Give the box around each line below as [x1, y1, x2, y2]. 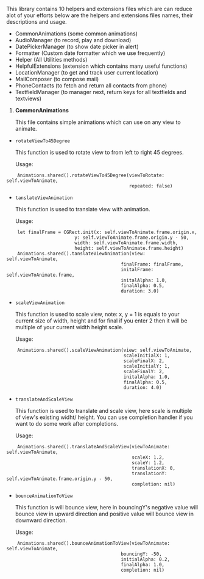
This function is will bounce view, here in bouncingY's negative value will [15, 504, 199, 511]
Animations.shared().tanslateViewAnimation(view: [17, 250, 146, 257]
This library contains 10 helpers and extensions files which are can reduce [6, 5, 192, 12]
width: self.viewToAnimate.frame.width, [74, 240, 178, 246]
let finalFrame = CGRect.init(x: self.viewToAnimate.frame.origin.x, [17, 229, 198, 235]
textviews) [15, 95, 41, 102]
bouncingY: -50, [121, 551, 163, 557]
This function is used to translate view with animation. [15, 206, 150, 213]
